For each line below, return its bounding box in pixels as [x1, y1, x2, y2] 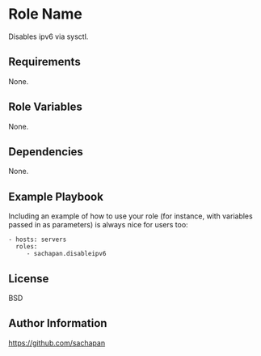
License [8, 272, 49, 286]
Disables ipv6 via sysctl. [8, 32, 89, 41]
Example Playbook [8, 189, 103, 203]
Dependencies [8, 145, 83, 159]
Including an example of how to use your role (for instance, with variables [8, 211, 253, 221]
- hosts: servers [8, 235, 67, 244]
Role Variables [8, 100, 82, 114]
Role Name [8, 5, 82, 23]
